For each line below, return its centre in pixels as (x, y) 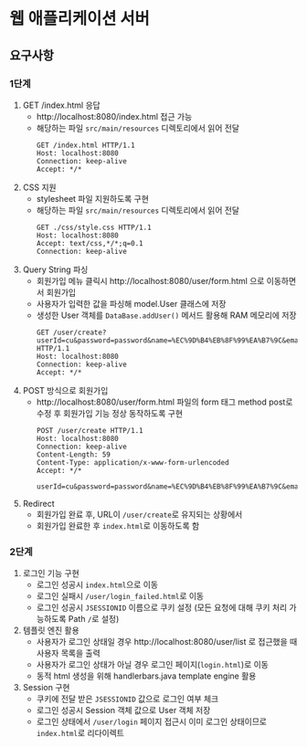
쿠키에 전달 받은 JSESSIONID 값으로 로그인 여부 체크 (127, 699)
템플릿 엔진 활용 (51, 630)
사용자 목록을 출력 (68, 653)
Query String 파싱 (55, 269)
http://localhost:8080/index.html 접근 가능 (114, 116)
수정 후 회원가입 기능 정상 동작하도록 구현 (110, 413)
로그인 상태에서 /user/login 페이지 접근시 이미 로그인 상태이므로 (152, 721)
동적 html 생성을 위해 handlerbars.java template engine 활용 (146, 676)
